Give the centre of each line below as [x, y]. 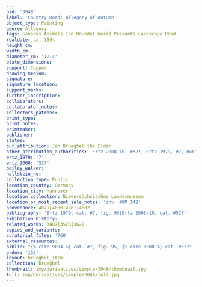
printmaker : [21, 129]
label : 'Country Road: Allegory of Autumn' [62, 17]
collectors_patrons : [32, 113]
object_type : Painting [35, 23]
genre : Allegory [26, 29]
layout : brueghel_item [35, 258]
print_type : [21, 118]
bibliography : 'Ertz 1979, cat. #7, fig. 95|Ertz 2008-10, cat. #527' [96, 213]
